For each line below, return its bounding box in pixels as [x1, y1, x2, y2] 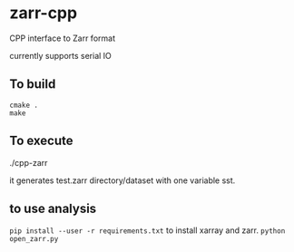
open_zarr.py [9, 235, 59, 244]
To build [9, 76, 56, 92]
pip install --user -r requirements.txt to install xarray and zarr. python [9, 225, 286, 236]
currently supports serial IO [9, 50, 112, 61]
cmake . [9, 101, 39, 110]
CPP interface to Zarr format [9, 33, 116, 44]
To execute [9, 133, 74, 149]
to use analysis [9, 200, 97, 216]
